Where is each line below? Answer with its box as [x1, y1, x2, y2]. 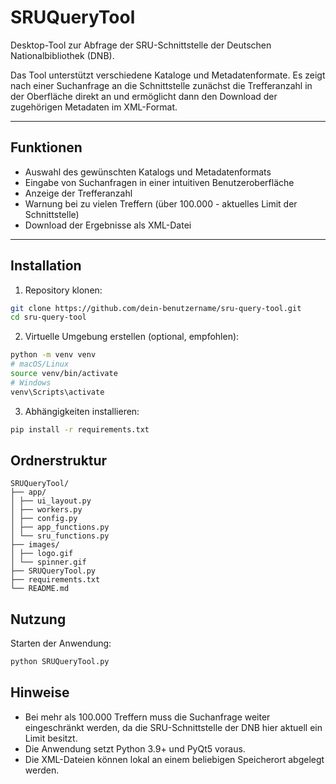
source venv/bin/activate [10, 369, 118, 379]
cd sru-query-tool [10, 312, 87, 323]
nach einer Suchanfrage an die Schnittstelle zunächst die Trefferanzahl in [10, 79, 313, 91]
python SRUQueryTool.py [10, 657, 110, 667]
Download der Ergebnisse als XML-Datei [24, 219, 192, 231]
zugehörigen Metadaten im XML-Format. [10, 101, 178, 113]
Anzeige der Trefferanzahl [24, 187, 133, 199]
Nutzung [10, 611, 67, 628]
